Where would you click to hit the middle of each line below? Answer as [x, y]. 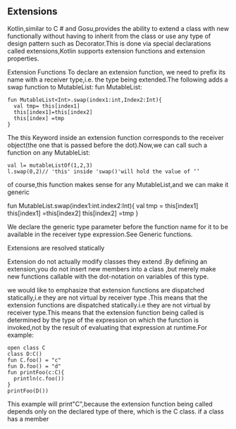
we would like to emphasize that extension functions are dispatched [106, 290]
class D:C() [25, 354]
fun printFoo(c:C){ [36, 372]
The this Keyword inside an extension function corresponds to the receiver [116, 137]
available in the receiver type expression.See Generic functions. [100, 234]
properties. [23, 58]
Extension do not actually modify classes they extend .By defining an [107, 261]
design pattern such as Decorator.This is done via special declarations [109, 43]
